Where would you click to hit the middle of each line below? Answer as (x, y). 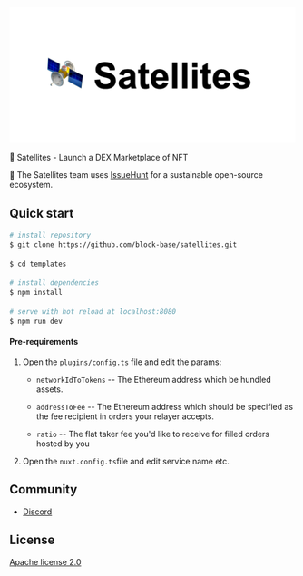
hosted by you (63, 444)
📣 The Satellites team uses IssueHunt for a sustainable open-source (136, 175)
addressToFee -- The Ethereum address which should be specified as (164, 406)
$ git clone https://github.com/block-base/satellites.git (123, 244)
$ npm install (36, 293)
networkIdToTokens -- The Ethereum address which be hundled (154, 379)
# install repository (50, 235)
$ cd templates (38, 264)
